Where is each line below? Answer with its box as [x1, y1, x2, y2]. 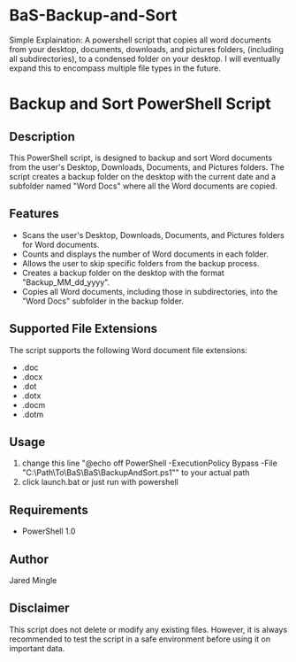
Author [9, 551, 49, 566]
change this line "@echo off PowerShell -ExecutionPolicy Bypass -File [21, 458, 278, 469]
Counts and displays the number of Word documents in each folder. [21, 249, 269, 259]
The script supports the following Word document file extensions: [9, 344, 247, 355]
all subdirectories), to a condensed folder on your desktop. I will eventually [9, 53, 281, 64]
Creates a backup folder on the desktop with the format [21, 267, 225, 278]
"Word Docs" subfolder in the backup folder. [21, 296, 184, 306]
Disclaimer [9, 601, 70, 616]
